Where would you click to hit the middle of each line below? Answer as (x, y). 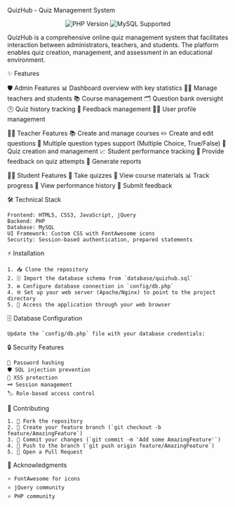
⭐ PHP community (31, 496)
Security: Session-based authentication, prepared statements (100, 240)
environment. (26, 60)
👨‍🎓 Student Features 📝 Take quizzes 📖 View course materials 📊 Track (108, 175)
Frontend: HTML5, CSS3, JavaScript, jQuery (72, 215)
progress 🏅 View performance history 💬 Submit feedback (90, 185)
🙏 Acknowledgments (37, 465)
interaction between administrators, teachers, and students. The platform (113, 45)
